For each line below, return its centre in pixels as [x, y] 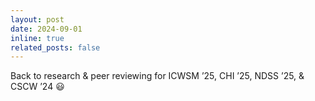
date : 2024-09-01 [46, 29]
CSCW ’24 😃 [37, 87]
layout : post [37, 19]
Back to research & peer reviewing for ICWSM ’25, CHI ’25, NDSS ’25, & [157, 76]
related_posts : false [55, 47]
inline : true [37, 38]
